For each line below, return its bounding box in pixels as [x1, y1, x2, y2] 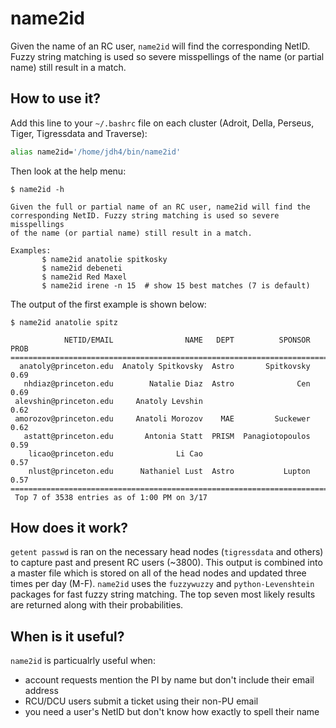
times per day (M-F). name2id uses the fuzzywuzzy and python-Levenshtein [10, 578, 315, 590]
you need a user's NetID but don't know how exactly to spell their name [24, 706, 320, 718]
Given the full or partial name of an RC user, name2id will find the [10, 202, 311, 212]
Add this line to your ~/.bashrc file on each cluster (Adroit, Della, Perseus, [10, 117, 315, 129]
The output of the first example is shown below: [10, 298, 207, 310]
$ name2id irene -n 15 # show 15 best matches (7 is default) [41, 280, 311, 291]
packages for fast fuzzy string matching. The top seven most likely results [10, 588, 316, 601]
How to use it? [10, 90, 101, 107]
